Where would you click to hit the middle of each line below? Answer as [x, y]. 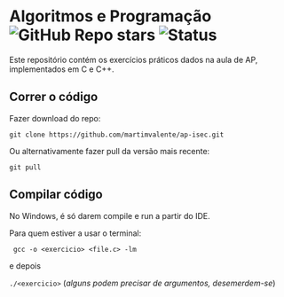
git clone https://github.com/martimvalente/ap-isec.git [117, 135]
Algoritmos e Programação [110, 16]
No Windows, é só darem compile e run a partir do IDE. [110, 215]
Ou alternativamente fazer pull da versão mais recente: [110, 151]
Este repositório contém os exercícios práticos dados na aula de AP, [134, 59]
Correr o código [54, 97]
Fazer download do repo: [55, 118]
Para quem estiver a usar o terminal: [75, 233]
